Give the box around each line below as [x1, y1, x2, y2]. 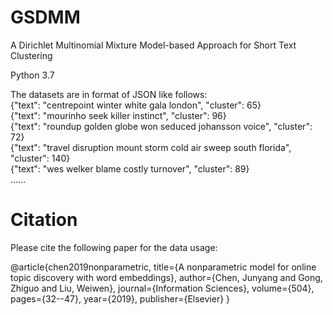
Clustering [10, 49, 53, 61]
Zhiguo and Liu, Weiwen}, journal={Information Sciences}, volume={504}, [10, 282, 315, 294]
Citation [10, 209, 78, 231]
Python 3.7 [10, 69, 55, 81]
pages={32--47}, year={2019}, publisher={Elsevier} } [10, 292, 231, 305]
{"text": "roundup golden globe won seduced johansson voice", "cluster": [10, 120, 313, 132]
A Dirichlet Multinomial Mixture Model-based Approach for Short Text [10, 39, 297, 51]
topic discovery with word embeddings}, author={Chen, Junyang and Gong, [10, 271, 323, 283]
